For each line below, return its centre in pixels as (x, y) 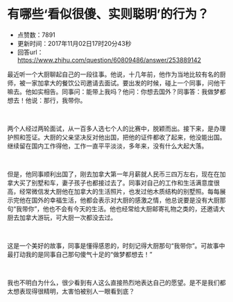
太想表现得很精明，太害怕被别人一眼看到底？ (71, 291)
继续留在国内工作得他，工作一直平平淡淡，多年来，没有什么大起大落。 (107, 146)
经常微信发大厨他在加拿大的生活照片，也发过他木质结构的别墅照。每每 (119, 191)
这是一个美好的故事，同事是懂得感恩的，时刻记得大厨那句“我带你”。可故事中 (116, 245)
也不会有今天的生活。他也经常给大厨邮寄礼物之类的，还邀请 (134, 208)
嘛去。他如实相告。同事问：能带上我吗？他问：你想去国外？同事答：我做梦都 (116, 92)
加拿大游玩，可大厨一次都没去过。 (68, 217)
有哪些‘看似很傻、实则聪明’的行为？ (108, 14)
